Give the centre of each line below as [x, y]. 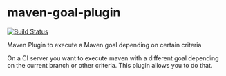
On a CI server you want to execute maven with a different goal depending [113, 58]
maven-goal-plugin [64, 13]
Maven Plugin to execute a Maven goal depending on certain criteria [104, 45]
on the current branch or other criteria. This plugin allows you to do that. [110, 65]
